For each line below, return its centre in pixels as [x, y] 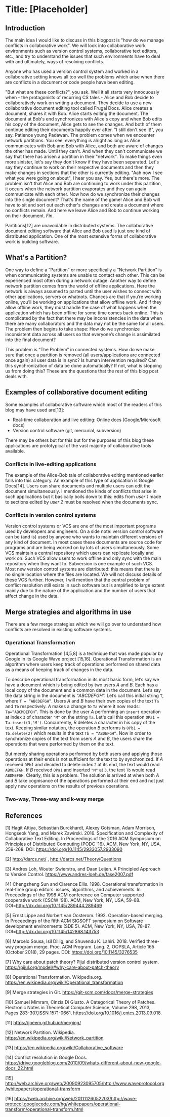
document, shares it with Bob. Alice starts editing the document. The [77, 113]
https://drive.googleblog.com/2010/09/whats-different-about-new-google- [83, 1063]
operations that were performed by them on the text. [60, 744]
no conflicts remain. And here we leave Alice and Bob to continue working [82, 210]
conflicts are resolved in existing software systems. [59, 630]
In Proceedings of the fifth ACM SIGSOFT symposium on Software [74, 921]
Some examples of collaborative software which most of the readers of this [83, 404]
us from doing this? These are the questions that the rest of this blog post [82, 371]
